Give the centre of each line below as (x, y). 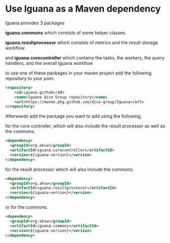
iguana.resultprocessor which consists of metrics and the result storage (82, 42)
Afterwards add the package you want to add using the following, (74, 116)
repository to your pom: (30, 78)
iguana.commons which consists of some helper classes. (66, 32)
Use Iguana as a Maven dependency (83, 9)
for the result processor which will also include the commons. (70, 169)
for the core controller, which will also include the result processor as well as (85, 126)
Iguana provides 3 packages (35, 23)
